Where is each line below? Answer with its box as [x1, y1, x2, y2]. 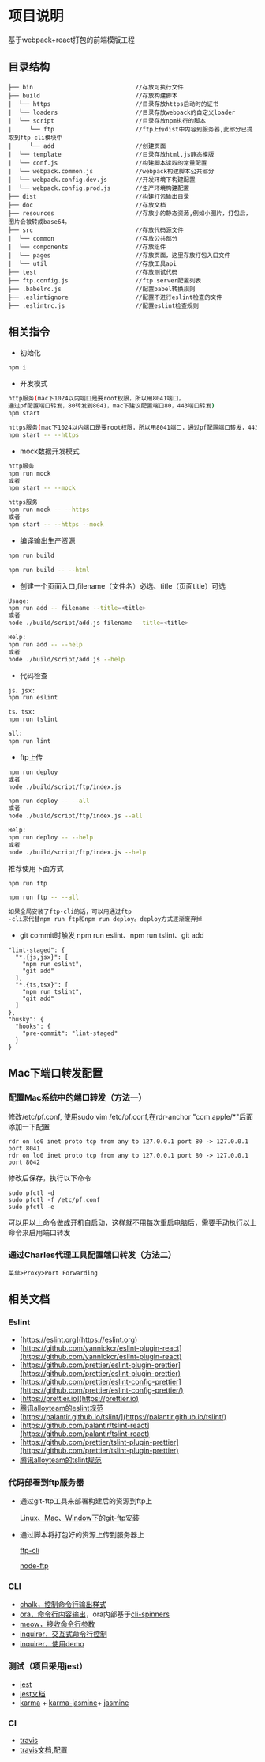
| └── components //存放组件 [8, 243, 166, 251]
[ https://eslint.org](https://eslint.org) [19, 1335, 138, 1344]
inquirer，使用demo [19, 1639, 84, 1649]
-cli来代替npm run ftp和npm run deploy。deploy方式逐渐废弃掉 [8, 915, 203, 923]
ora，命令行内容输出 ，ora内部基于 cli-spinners [19, 1609, 170, 1619]
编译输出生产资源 [19, 536, 76, 545]
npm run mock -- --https [8, 506, 90, 514]
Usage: [8, 597, 30, 605]
